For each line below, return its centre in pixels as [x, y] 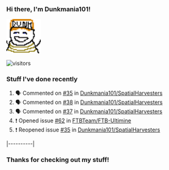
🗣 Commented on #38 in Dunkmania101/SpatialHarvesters [89, 102]
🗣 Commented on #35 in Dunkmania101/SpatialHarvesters [89, 93]
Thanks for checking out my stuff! [58, 160]
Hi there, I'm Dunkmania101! [49, 9]
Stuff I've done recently [42, 79]
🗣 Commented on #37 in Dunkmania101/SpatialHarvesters [89, 111]
